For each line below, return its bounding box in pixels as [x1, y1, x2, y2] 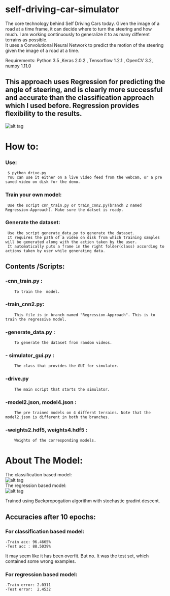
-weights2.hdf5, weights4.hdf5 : [5, 426, 88, 434]
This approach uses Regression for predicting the [5, 77, 165, 86]
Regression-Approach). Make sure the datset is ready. [5, 207, 124, 212]
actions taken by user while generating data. [5, 248, 106, 253]
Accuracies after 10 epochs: [5, 512, 96, 521]
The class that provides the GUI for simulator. [14, 363, 119, 369]
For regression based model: [5, 571, 78, 578]
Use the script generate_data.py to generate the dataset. [7, 230, 135, 235]
